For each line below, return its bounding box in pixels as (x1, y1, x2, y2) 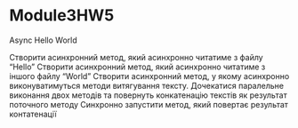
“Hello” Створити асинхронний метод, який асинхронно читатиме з (9, 61, 266, 72)
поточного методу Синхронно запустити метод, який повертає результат (9, 99, 289, 109)
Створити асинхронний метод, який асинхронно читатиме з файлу (9, 52, 264, 62)
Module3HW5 (9, 5, 115, 26)
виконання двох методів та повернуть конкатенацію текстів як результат (9, 90, 287, 100)
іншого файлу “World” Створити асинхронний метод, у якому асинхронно (9, 70, 290, 81)
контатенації (9, 108, 57, 119)
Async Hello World (9, 35, 77, 45)
